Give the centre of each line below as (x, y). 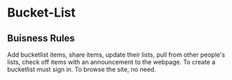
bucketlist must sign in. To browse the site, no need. (82, 69)
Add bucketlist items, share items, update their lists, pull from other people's (116, 54)
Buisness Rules (41, 38)
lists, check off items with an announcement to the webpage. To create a (111, 62)
